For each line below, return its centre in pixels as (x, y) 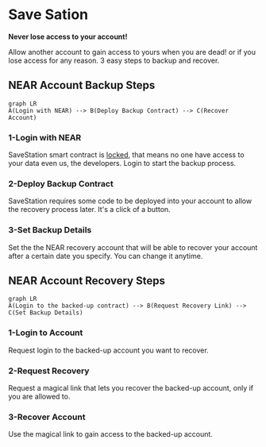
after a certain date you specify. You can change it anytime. (106, 256)
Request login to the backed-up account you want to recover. (108, 350)
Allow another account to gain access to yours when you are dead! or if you (132, 52)
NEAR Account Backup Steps (82, 85)
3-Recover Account (47, 417)
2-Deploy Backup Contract (61, 183)
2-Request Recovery (49, 371)
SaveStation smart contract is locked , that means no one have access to (126, 155)
